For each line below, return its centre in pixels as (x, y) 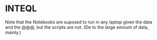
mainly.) (13, 32)
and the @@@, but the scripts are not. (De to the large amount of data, (77, 27)
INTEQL (21, 9)
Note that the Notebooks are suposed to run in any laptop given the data (79, 22)
